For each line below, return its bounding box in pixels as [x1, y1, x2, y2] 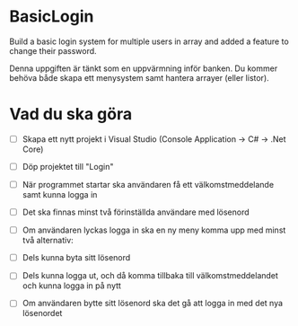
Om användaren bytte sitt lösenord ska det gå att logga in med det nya [22, 298, 284, 309]
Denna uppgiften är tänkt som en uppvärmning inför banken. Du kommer [9, 63, 278, 74]
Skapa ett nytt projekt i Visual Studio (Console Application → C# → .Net [22, 133, 286, 145]
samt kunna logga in [22, 189, 98, 200]
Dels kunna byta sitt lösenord [22, 252, 131, 263]
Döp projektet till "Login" [22, 161, 114, 172]
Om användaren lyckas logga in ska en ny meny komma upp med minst [22, 225, 286, 235]
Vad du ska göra [9, 104, 133, 125]
